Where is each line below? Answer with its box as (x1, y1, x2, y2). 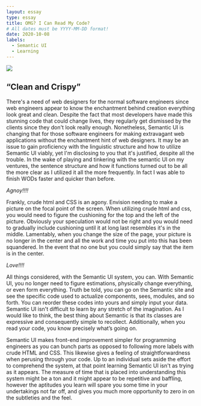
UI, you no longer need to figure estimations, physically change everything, (6, 279, 193, 287)
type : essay (6, 14, 36, 21)
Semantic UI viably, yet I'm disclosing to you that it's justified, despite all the (6, 149, 194, 156)
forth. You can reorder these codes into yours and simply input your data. (6, 298, 188, 306)
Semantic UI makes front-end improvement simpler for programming (6, 336, 176, 343)
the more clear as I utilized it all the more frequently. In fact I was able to (6, 169, 185, 176)
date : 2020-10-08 (6, 31, 50, 37)
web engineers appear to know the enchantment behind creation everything (6, 104, 195, 112)
